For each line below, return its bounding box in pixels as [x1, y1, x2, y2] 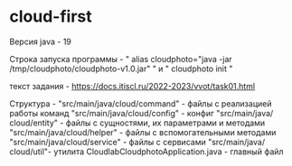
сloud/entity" [9, 117, 59, 128]
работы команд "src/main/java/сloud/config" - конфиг [9, 107, 215, 118]
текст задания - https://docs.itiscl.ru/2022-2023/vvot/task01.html [9, 80, 256, 91]
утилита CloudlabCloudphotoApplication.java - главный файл [53, 146, 284, 157]
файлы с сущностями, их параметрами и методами [65, 117, 266, 128]
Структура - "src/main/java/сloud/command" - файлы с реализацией [9, 97, 272, 109]
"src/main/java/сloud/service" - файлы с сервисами [9, 136, 206, 147]
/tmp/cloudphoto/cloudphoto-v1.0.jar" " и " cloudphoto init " [9, 63, 233, 74]
